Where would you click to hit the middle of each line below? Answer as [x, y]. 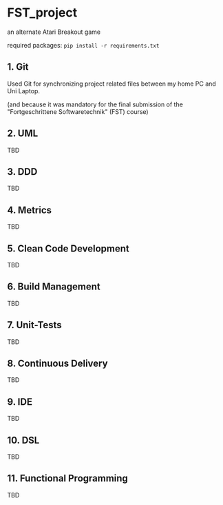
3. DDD [22, 172]
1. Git [18, 67]
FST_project [42, 13]
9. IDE [20, 402]
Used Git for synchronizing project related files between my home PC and [112, 84]
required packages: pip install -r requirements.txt [83, 45]
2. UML [23, 134]
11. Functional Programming [68, 478]
